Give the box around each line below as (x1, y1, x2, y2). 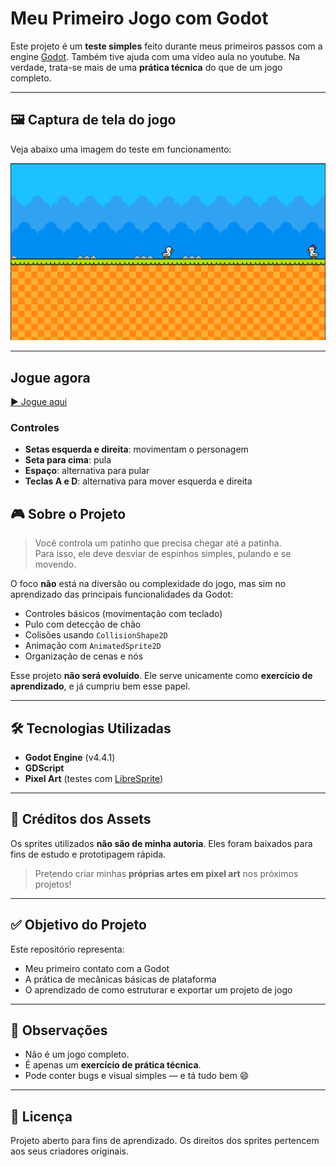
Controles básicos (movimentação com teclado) (24, 608, 223, 620)
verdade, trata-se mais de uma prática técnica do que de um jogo (10, 61, 283, 73)
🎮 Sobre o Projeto (10, 505, 127, 522)
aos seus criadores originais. (10, 1145, 130, 1157)
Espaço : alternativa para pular (24, 465, 150, 477)
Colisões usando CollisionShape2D (24, 629, 168, 641)
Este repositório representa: (10, 943, 125, 955)
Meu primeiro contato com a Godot (24, 962, 170, 974)
